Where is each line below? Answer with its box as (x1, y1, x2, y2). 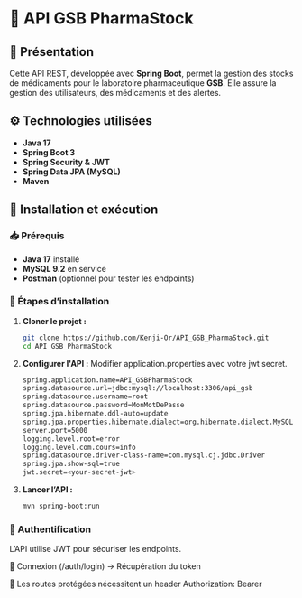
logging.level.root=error (22, 434, 120, 444)
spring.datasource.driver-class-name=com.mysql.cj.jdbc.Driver (22, 451, 266, 460)
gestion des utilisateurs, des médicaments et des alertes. (9, 88, 222, 98)
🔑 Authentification (9, 523, 92, 536)
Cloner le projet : (22, 315, 87, 326)
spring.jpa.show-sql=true (22, 460, 120, 469)
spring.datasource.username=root (22, 392, 149, 401)
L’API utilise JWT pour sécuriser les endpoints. (9, 544, 182, 555)
